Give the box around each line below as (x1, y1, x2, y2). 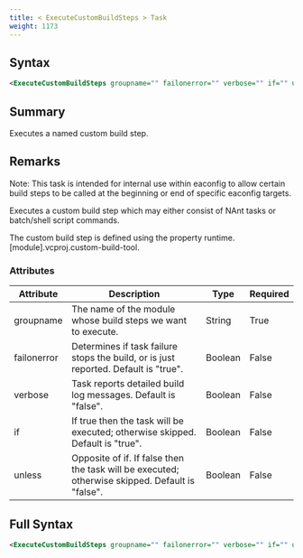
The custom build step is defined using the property (9, 232, 203, 243)
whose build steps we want (71, 314, 188, 327)
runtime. (204, 232, 235, 243)
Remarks (9, 154, 61, 170)
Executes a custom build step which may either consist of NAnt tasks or (9, 205, 277, 216)
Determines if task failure (71, 340, 179, 353)
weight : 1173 (9, 22, 59, 31)
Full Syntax (9, 516, 74, 532)
